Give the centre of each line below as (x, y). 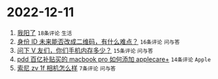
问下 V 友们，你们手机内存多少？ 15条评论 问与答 (85, 50)
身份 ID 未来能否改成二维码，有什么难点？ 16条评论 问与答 (98, 41)
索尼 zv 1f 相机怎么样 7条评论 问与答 (66, 68)
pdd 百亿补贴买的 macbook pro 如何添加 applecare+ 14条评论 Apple (114, 59)
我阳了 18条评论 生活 (44, 32)
